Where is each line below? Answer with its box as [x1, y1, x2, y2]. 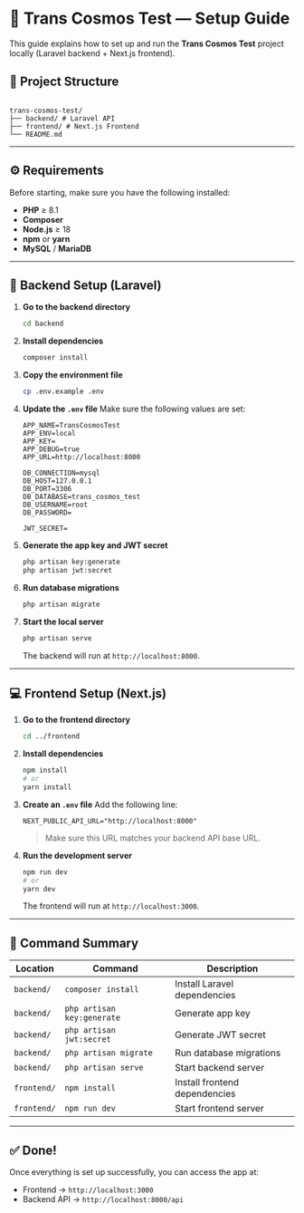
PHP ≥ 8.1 [22, 204, 59, 216]
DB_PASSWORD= [22, 508, 72, 517]
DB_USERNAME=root [22, 500, 89, 509]
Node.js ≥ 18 [22, 224, 71, 235]
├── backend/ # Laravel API [9, 113, 116, 123]
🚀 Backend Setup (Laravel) [9, 277, 162, 293]
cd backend [22, 319, 64, 329]
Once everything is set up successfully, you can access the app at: [9, 1167, 260, 1178]
